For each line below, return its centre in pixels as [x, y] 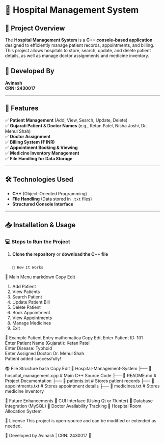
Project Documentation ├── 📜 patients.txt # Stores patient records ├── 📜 [80, 381]
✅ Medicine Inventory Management [42, 153]
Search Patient [27, 297]
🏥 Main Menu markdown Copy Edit [40, 277]
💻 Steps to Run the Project [38, 241]
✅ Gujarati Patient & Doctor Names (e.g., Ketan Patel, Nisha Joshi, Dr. [76, 125]
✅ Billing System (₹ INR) [30, 142]
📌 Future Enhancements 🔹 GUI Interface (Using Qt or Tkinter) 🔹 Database [79, 401]
